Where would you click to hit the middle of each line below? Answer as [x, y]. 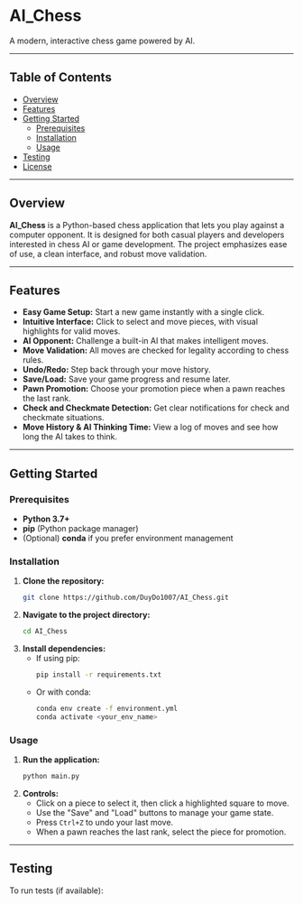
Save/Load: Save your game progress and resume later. [127, 379]
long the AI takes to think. [70, 437]
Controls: [40, 793]
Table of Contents [61, 78]
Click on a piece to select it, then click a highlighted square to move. [163, 803]
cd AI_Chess [45, 632]
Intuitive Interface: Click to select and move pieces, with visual [140, 322]
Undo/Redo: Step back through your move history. [116, 370]
